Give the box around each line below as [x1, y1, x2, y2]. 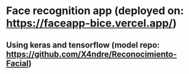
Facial [6, 58, 29, 68]
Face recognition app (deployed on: [6, 4, 184, 18]
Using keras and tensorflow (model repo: [6, 40, 160, 50]
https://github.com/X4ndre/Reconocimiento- [6, 49, 177, 59]
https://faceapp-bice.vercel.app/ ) [6, 16, 177, 30]
